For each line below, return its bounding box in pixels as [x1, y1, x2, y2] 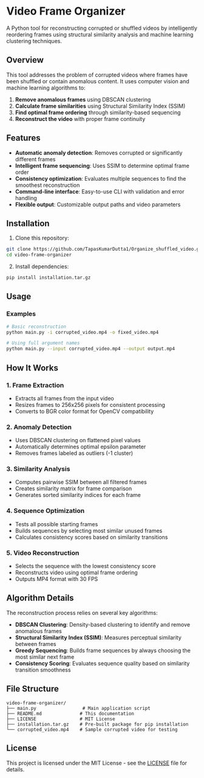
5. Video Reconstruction [6, 549, 80, 557]
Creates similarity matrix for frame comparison [15, 485, 132, 492]
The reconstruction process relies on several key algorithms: [6, 609, 158, 616]
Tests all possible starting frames [15, 520, 98, 527]
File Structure [6, 684, 59, 694]
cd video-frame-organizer [6, 252, 72, 258]
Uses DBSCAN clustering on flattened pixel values [15, 437, 141, 444]
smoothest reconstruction [15, 181, 80, 189]
